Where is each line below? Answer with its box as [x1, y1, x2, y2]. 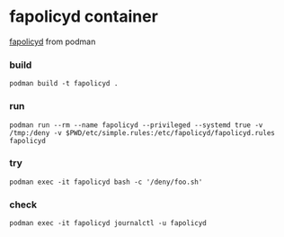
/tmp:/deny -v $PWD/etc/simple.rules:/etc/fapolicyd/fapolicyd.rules [9, 128, 276, 137]
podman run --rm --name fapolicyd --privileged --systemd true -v [9, 120, 263, 130]
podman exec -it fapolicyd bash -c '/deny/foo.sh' [9, 178, 203, 187]
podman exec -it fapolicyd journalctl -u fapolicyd [9, 219, 207, 228]
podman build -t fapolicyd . [9, 79, 119, 88]
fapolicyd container [9, 6, 159, 27]
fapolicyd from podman [9, 36, 96, 47]
